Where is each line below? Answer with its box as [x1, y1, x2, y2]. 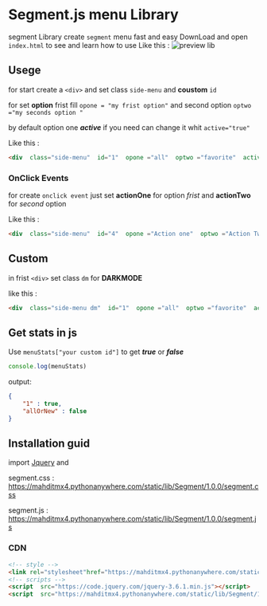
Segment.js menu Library [8, 6, 179, 24]
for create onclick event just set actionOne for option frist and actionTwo [8, 190, 252, 200]
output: [8, 377, 32, 387]
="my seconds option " [8, 108, 83, 116]
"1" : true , [22, 400, 62, 408]
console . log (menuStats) [8, 363, 87, 371]
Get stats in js [8, 325, 78, 340]
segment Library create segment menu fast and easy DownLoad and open [8, 32, 248, 41]
